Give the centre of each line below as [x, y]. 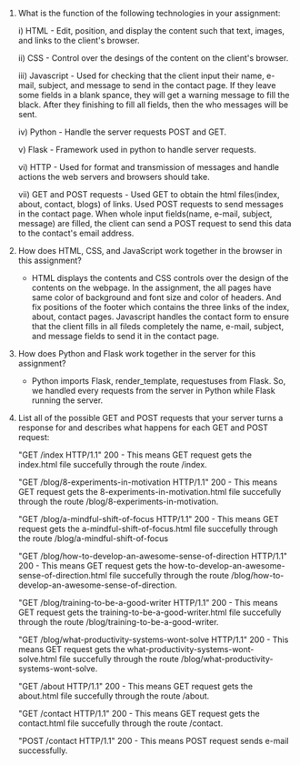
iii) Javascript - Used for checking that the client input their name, [141, 75]
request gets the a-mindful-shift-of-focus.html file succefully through [148, 528]
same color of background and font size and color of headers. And [156, 297]
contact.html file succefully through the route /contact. [120, 723]
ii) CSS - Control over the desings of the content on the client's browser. [153, 58]
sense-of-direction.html [62, 575]
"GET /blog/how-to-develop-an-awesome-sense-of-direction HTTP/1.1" [153, 556]
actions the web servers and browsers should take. [114, 177]
